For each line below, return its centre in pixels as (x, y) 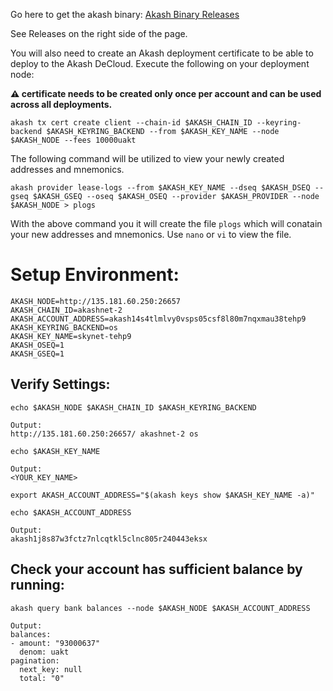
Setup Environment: (95, 275)
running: (37, 585)
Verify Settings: (60, 384)
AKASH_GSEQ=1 (37, 354)
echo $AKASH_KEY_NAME (55, 451)
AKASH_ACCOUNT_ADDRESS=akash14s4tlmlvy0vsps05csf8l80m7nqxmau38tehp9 (158, 319)
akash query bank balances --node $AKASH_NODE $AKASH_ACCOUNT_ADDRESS (160, 608)
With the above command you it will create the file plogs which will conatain (166, 223)
